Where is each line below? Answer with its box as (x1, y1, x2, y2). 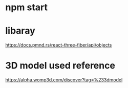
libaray (5, 25, 36, 37)
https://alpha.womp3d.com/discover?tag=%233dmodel (5, 77, 123, 83)
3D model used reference (5, 60, 115, 72)
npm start (5, 2, 48, 13)
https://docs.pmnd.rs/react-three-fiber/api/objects (5, 42, 112, 48)
